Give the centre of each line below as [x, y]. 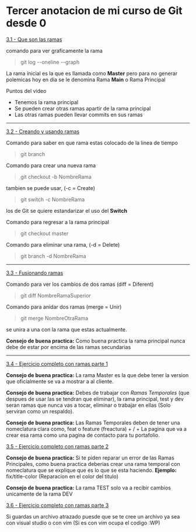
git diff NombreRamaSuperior [56, 295]
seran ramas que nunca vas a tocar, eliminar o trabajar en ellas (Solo [88, 405]
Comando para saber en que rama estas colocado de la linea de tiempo [92, 143]
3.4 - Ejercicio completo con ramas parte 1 [57, 364]
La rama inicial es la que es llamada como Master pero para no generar [92, 73]
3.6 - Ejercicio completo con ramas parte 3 [57, 505]
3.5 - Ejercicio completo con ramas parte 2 [57, 446]
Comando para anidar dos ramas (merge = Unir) [64, 307]
